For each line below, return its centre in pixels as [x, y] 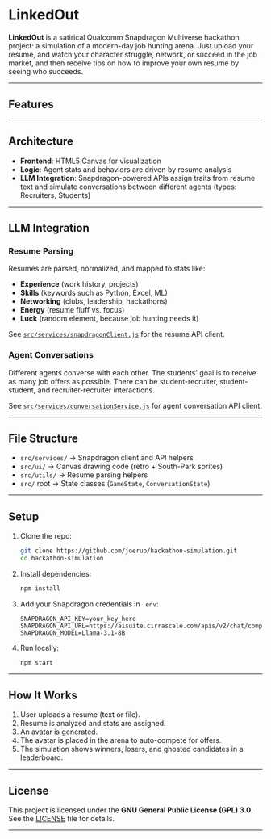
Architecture [41, 142]
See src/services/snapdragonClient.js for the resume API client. [117, 334]
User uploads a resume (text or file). [80, 715]
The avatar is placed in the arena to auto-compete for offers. [121, 740]
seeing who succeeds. [46, 71]
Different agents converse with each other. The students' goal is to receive [132, 372]
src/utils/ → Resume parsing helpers [84, 475]
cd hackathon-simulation [62, 559]
